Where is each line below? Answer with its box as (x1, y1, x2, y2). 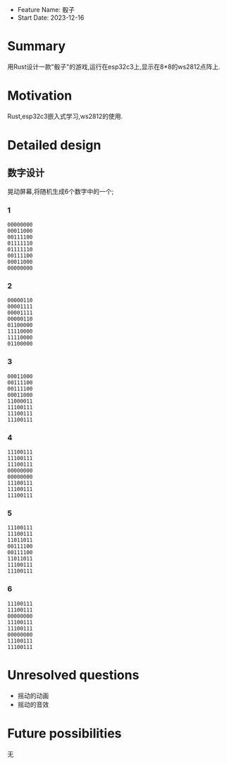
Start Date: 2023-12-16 (17, 13, 85, 22)
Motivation (7, 88, 73, 104)
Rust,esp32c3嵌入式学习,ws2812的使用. (7, 112, 123, 120)
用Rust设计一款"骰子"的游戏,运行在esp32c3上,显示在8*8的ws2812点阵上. (7, 62, 221, 71)
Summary (7, 38, 66, 54)
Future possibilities (7, 725, 122, 741)
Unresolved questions (7, 667, 140, 683)
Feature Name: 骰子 (17, 6, 75, 13)
